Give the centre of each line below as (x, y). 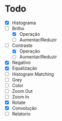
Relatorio (21, 113)
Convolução (24, 108)
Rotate (19, 102)
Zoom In (20, 97)
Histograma (24, 23)
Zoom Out (22, 91)
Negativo (21, 63)
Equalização (24, 68)
